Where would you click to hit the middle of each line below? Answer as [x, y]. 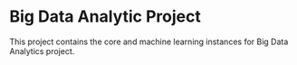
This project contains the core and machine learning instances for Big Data [149, 42]
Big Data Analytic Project [105, 17]
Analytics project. [42, 51]
